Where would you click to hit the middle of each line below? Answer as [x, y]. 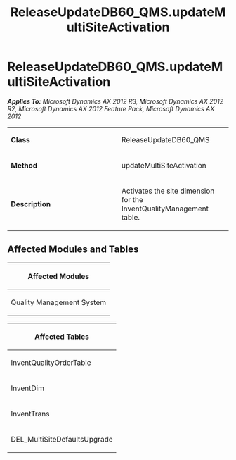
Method [24, 165]
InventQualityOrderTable [51, 362]
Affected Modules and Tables [73, 250]
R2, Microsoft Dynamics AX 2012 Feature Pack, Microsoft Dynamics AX [111, 108]
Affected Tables [62, 337]
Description [31, 204]
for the [133, 199]
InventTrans [30, 414]
